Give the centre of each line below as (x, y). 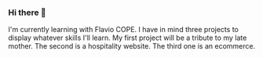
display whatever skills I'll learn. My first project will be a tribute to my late (128, 38)
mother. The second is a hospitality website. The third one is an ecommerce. (132, 46)
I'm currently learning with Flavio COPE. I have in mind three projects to (124, 30)
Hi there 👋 (27, 13)
